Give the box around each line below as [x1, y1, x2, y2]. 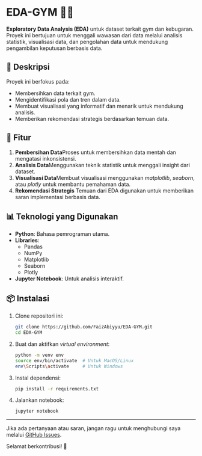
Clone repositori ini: [14, 312, 64, 319]
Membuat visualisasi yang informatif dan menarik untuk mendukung [14, 102, 183, 109]
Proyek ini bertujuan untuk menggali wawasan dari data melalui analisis [6, 31, 183, 39]
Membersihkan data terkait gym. [14, 90, 96, 97]
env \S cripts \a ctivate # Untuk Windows [14, 363, 123, 369]
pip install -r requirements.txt [14, 386, 99, 392]
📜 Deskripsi [6, 62, 50, 72]
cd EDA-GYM [14, 330, 43, 336]
